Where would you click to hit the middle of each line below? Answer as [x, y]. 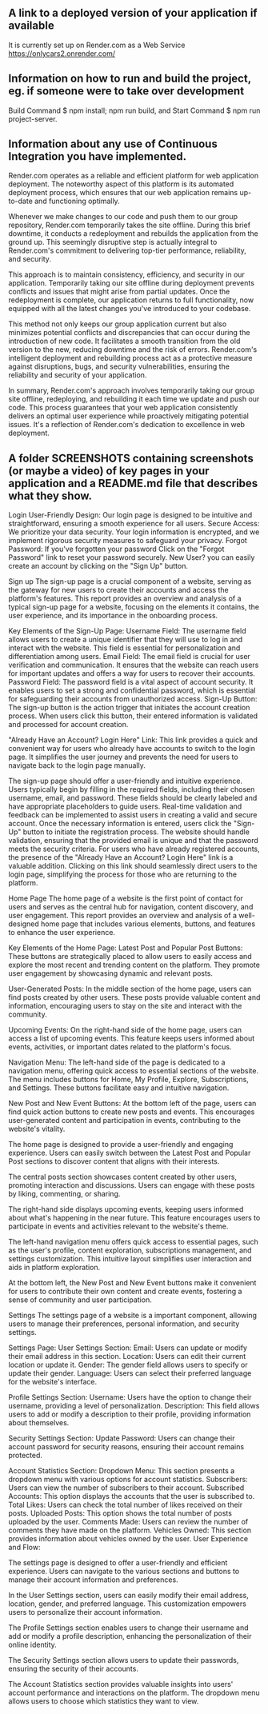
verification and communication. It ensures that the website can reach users [134, 665]
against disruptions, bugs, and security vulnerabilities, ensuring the [119, 366]
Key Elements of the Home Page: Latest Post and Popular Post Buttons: [126, 948]
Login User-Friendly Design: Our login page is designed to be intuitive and [130, 515]
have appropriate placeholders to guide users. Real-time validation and [125, 806]
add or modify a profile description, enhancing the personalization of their [130, 1636]
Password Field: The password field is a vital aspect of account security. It [131, 682]
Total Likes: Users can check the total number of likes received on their [126, 1505]
